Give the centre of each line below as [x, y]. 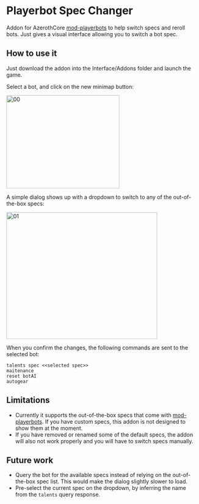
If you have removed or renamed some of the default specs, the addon [104, 434]
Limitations [28, 400]
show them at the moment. [49, 428]
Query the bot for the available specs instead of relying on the [93, 475]
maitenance [20, 371]
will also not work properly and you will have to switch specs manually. [104, 441]
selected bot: [23, 354]
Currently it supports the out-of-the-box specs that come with [93, 415]
